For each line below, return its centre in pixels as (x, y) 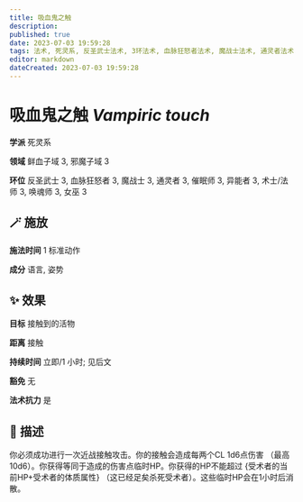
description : (34, 26)
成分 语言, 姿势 (37, 269)
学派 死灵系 (30, 141)
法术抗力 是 (30, 400)
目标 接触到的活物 (42, 324)
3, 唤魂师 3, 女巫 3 (53, 191)
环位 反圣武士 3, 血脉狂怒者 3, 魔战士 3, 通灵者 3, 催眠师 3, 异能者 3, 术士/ (145, 180)
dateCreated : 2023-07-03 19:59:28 (74, 68)
